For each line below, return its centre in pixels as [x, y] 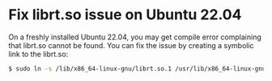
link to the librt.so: [38, 54]
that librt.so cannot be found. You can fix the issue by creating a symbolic [131, 45]
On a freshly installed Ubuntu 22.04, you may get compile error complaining [135, 37]
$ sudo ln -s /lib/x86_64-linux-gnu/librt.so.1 [90, 69]
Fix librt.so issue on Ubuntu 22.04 [125, 15]
